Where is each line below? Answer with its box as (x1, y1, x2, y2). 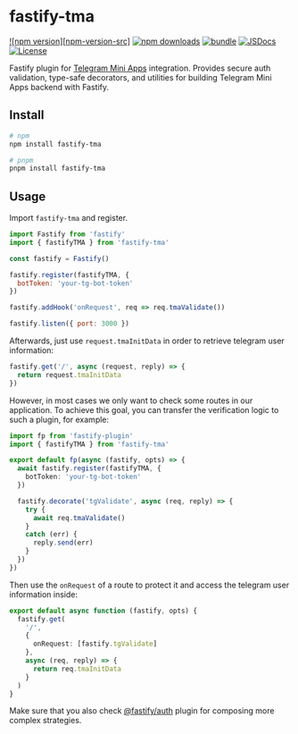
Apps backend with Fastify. (9, 81, 110, 92)
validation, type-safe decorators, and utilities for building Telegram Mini (9, 72, 272, 82)
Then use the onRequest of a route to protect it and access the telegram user (9, 579, 290, 590)
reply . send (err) (32, 538, 94, 547)
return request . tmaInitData (17, 370, 122, 379)
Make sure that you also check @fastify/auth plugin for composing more (9, 705, 275, 716)
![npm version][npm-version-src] (9, 36, 131, 46)
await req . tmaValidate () (32, 513, 126, 522)
